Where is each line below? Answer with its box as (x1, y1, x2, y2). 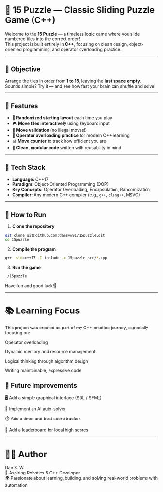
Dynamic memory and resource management (5, 348, 96, 354)
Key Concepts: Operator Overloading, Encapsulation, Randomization (12, 187, 150, 193)
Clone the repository (12, 223, 55, 229)
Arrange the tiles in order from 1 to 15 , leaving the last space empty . (5, 78, 142, 84)
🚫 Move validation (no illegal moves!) (12, 127, 87, 133)
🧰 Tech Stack (5, 163, 46, 172)
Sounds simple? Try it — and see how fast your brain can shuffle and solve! (5, 83, 156, 89)
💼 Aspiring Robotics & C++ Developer (5, 470, 80, 476)
